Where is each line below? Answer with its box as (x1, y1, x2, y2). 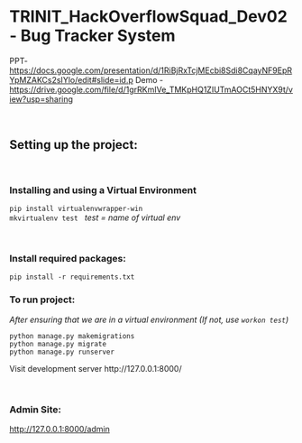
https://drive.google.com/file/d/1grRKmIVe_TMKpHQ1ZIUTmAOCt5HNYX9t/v (9, 84, 293, 95)
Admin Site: (9, 403, 61, 416)
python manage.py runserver (9, 347, 115, 356)
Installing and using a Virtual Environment (9, 183, 197, 196)
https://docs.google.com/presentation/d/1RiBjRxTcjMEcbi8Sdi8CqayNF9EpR (9, 65, 293, 76)
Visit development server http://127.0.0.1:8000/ (9, 363, 182, 374)
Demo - (134, 74, 164, 85)
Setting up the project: (9, 137, 138, 152)
